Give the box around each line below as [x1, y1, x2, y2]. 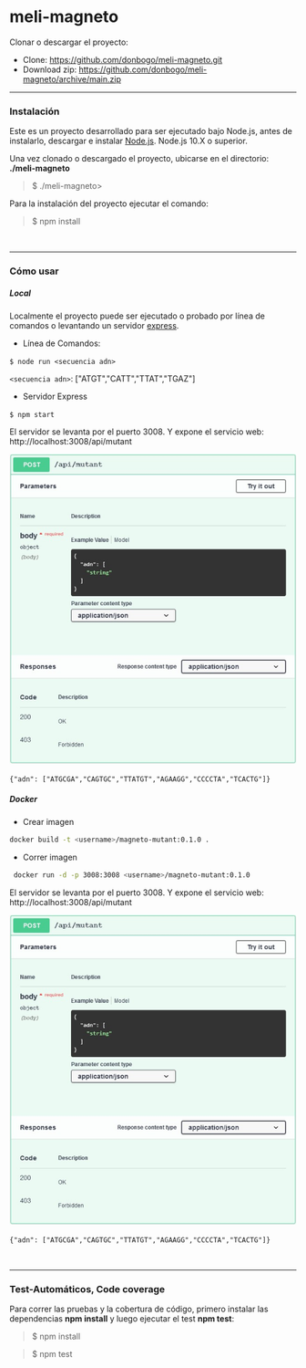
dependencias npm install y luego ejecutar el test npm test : [9, 1312, 235, 1324]
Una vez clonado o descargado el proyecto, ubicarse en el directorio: [9, 153, 270, 164]
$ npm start [9, 411, 55, 420]
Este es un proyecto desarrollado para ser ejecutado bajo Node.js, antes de [9, 126, 293, 137]
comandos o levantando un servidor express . [9, 320, 179, 331]
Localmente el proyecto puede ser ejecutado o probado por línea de [9, 310, 266, 321]
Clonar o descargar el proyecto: [9, 37, 129, 47]
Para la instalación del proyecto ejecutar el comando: [9, 198, 209, 209]
